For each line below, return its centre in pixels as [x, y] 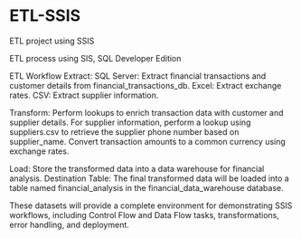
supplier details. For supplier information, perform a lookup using [130, 122]
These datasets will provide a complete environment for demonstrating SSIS [151, 206]
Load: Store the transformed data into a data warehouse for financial [137, 168]
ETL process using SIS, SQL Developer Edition [95, 58]
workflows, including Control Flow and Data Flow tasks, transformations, [145, 215]
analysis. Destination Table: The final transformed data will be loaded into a [149, 178]
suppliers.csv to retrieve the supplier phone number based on [124, 131]
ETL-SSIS [45, 16]
